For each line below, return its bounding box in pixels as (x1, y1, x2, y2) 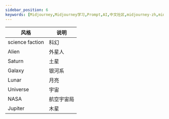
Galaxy (8, 67, 24, 74)
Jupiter (8, 104, 25, 111)
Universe (8, 86, 29, 93)
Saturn (8, 57, 24, 65)
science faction (8, 38, 44, 45)
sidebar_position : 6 (5, 7, 49, 13)
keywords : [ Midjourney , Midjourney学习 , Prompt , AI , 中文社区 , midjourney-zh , (5, 12, 158, 17)
